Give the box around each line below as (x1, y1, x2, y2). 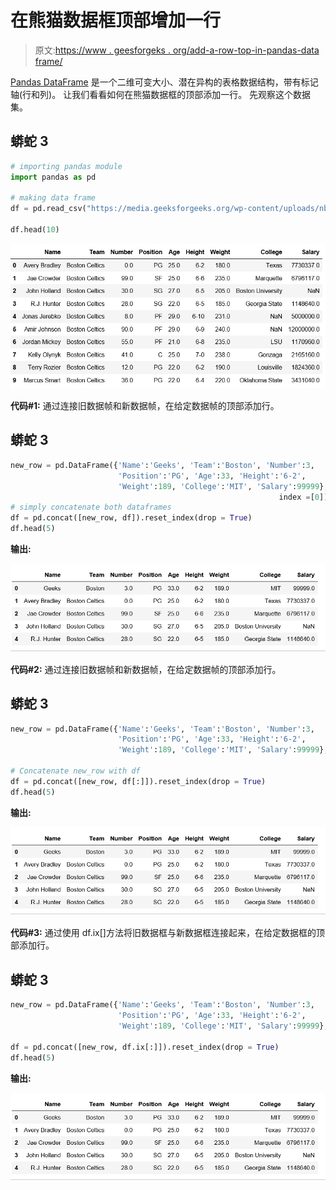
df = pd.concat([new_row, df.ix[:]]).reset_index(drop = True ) (10, 1042, 280, 1052)
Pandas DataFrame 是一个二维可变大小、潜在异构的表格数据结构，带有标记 (10, 76, 319, 88)
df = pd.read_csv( (10, 204, 87, 214)
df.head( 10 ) (10, 225, 60, 235)
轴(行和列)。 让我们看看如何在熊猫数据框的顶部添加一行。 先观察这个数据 (10, 88, 312, 100)
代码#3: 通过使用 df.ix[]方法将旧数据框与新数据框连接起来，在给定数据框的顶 (10, 927, 325, 939)
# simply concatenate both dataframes (10, 502, 172, 513)
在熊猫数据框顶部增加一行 (10, 9, 222, 32)
